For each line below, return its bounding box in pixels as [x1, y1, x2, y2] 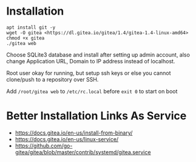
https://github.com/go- [15, 142, 73, 149]
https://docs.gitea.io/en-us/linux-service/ [15, 135, 119, 143]
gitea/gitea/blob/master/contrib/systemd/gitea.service [15, 148, 151, 156]
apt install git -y [6, 24, 56, 30]
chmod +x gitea [6, 35, 45, 41]
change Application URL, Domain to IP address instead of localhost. [6, 57, 175, 65]
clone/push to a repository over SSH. [6, 76, 99, 83]
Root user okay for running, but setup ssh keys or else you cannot [6, 69, 171, 77]
